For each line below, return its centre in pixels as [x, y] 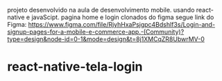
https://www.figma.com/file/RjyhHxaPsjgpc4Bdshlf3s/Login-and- [122, 24]
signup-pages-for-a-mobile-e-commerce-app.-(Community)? [96, 32]
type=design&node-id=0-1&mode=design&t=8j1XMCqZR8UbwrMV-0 [106, 39]
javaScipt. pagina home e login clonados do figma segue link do [122, 17]
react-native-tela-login [75, 67]
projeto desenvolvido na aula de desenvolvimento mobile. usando [101, 10]
